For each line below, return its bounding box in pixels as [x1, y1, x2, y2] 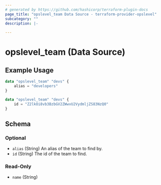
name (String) [12, 174, 38, 180]
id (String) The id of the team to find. [12, 151, 87, 157]
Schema [5, 120, 31, 128]
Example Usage [5, 66, 54, 74]
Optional [5, 134, 26, 141]
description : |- [5, 21, 38, 26]
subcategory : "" [5, 16, 38, 21]
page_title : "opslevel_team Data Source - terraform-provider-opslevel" [5, 12, 157, 17]
